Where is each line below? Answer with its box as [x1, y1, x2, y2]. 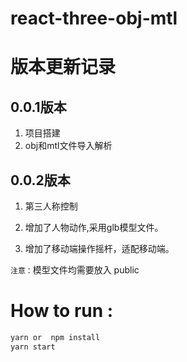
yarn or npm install [10, 332, 101, 342]
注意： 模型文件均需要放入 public [10, 264, 140, 276]
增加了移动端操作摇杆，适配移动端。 [24, 243, 175, 254]
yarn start [10, 342, 56, 352]
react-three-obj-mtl [10, 7, 178, 30]
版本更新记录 [10, 56, 117, 79]
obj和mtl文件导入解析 [24, 140, 113, 152]
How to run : [10, 300, 114, 322]
